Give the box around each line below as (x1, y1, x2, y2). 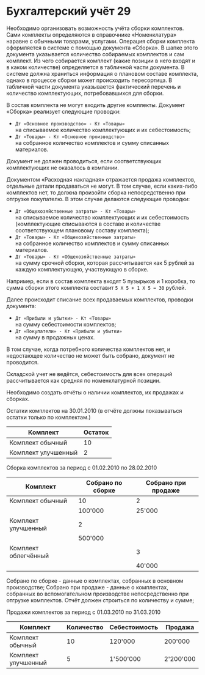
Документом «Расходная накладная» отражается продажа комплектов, (6, 175, 196, 183)
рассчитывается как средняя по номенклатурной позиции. (6, 377, 161, 384)
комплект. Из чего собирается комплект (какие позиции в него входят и (6, 57, 195, 64)
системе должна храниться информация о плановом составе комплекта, (6, 70, 198, 77)
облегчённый (9, 551, 49, 560)
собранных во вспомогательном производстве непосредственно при (6, 590, 189, 597)
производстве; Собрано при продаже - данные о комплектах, (6, 583, 169, 591)
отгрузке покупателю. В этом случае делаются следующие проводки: (6, 195, 190, 202)
